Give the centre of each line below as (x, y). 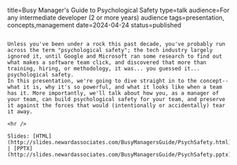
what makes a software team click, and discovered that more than (107, 62)
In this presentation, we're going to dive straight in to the (102, 81)
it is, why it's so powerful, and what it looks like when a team (122, 87)
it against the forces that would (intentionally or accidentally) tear (116, 105)
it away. (20, 112)
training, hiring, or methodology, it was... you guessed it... (104, 69)
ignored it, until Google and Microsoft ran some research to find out (115, 56)
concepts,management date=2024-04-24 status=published (95, 25)
